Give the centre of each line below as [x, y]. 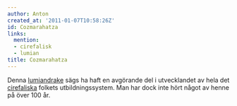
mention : [26, 40]
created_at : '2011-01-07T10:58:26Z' [61, 20]
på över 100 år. [29, 95]
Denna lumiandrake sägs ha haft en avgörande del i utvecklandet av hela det [119, 80]
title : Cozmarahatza [38, 60]
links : [17, 34]
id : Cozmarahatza [33, 27]
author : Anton [28, 14]
